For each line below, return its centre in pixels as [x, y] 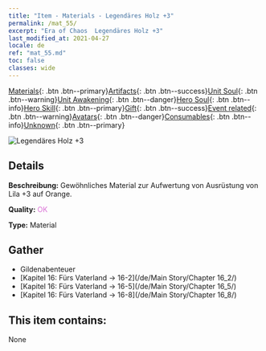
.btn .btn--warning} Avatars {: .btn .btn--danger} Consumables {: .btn [119, 116]
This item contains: [57, 320]
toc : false [27, 61]
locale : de [27, 46]
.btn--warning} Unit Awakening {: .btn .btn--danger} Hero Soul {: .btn [119, 99]
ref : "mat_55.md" [37, 53]
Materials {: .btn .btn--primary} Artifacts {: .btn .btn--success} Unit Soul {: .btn [133, 91]
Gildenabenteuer [48, 269]
